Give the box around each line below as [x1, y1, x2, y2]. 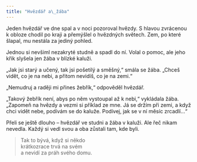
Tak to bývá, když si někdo [20, 136, 85, 144]
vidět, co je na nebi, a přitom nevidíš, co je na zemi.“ [6, 72, 133, 79]
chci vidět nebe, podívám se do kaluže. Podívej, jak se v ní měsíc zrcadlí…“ [6, 107, 188, 114]
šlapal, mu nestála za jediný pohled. [6, 37, 93, 44]
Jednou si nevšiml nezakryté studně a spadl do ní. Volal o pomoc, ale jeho [6, 48, 186, 56]
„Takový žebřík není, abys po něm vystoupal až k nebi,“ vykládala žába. [6, 95, 179, 102]
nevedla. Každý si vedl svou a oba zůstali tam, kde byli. [6, 125, 140, 132]
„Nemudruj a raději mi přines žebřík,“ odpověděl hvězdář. [6, 83, 145, 91]
